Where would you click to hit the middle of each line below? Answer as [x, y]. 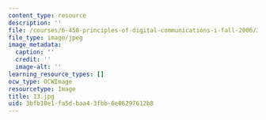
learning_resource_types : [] [56, 74]
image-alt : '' [38, 67]
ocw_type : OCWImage [40, 81]
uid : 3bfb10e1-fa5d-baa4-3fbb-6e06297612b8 [81, 103]
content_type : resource [47, 15]
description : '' [35, 23]
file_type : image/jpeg [46, 37]
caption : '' [35, 52]
